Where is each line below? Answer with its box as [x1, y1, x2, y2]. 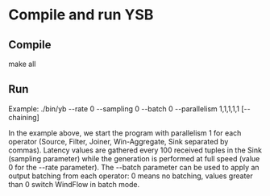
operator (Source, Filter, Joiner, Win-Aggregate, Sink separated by [8, 136, 229, 146]
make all [8, 59, 36, 69]
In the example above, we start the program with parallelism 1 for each [8, 127, 242, 138]
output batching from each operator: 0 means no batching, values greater [8, 171, 254, 181]
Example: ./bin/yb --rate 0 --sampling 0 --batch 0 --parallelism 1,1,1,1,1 [8, 103, 240, 114]
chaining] [8, 112, 40, 122]
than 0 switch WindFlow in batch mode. [8, 179, 140, 189]
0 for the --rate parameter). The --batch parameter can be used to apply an [8, 162, 260, 172]
